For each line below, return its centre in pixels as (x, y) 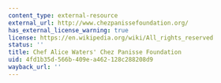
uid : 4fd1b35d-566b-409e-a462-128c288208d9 (81, 60)
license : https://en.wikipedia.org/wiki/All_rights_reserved (111, 38)
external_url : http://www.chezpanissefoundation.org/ (99, 23)
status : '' (26, 45)
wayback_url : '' (35, 67)
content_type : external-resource (63, 15)
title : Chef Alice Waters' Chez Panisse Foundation (95, 52)
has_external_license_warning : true (68, 30)
